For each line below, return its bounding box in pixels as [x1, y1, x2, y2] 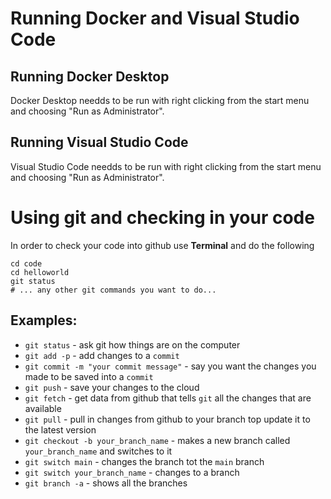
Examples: [10, 312, 78, 329]
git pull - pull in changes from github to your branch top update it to [24, 413, 311, 425]
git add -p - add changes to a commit [24, 349, 180, 361]
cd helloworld [10, 267, 70, 277]
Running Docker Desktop [10, 68, 170, 85]
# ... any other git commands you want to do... [10, 285, 217, 295]
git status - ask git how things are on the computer [24, 338, 241, 351]
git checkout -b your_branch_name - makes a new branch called [24, 434, 291, 446]
